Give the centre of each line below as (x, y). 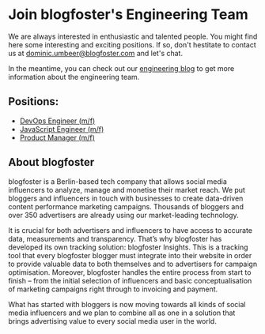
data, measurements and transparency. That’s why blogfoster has (115, 238)
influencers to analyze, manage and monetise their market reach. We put (127, 190)
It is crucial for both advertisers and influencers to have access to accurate (131, 230)
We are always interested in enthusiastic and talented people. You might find (133, 36)
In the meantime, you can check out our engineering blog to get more (121, 68)
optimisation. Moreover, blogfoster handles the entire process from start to (130, 272)
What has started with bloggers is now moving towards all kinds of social (127, 304)
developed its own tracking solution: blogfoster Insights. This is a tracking (128, 247)
